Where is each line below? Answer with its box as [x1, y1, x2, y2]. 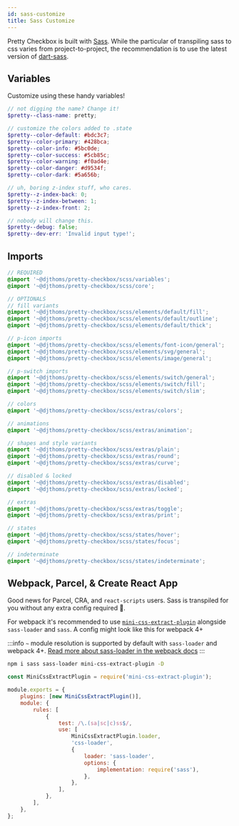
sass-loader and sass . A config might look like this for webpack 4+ [7, 625, 203, 634]
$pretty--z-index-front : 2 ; [7, 204, 91, 212]
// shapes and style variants [7, 439, 98, 447]
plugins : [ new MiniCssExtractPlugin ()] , [20, 693, 142, 700]
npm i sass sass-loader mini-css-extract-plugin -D [7, 660, 164, 668]
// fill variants [7, 302, 59, 309]
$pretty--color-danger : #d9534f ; [7, 165, 107, 172]
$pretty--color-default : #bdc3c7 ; [7, 131, 111, 139]
